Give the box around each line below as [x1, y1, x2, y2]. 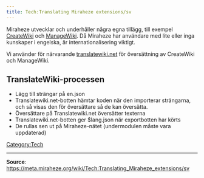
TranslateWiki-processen [6, 74, 105, 85]
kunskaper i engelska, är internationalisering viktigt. [6, 38, 135, 46]
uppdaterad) [15, 129, 47, 137]
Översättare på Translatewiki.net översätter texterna [15, 110, 146, 117]
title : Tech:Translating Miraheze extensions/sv [6, 9, 132, 15]
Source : [6, 159, 27, 166]
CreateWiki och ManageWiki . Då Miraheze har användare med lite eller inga [6, 32, 195, 39]
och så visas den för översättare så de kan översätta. [15, 103, 148, 111]
